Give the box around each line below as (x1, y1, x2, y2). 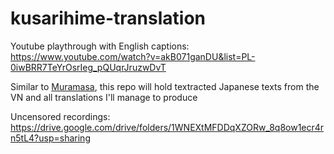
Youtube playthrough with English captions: (10, 40, 190, 52)
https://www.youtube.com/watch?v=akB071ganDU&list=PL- (10, 50, 256, 62)
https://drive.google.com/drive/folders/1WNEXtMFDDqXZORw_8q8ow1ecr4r (10, 121, 325, 133)
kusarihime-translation (10, 7, 207, 30)
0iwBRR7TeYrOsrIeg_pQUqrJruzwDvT (10, 61, 167, 73)
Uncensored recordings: (10, 110, 111, 122)
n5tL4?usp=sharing (10, 132, 91, 144)
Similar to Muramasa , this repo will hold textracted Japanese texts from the (10, 80, 320, 92)
